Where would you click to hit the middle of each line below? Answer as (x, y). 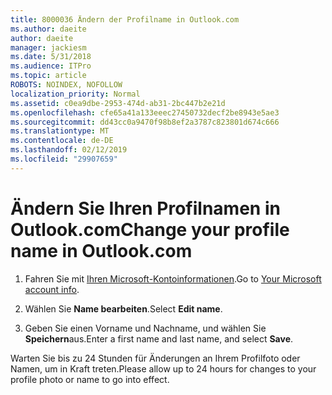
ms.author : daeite (48, 29)
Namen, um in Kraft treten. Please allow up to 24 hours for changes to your (163, 368)
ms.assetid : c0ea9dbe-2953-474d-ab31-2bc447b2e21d (118, 103)
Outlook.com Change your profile (150, 229)
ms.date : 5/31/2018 (51, 57)
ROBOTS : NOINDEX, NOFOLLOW (66, 85)
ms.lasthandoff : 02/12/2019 (69, 150)
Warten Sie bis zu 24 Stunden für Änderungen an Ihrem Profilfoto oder (155, 358)
